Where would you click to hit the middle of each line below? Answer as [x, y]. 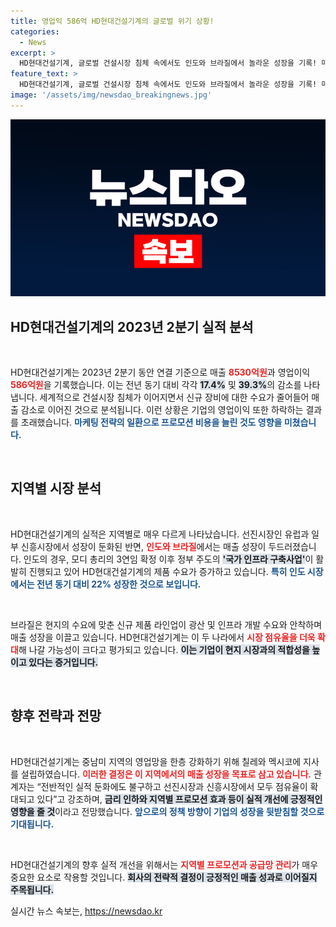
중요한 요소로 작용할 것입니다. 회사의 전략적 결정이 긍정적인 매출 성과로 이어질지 [164, 877]
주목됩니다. [32, 889]
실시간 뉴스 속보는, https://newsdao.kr [86, 911]
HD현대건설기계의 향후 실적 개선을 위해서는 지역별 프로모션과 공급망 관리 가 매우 [164, 864]
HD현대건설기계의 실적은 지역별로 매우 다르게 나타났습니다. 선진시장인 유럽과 [160, 534]
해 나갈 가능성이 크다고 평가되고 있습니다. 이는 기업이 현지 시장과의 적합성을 [164, 649]
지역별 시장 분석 [56, 488]
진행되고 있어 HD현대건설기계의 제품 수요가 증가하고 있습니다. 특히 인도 [167, 571]
